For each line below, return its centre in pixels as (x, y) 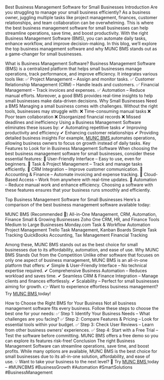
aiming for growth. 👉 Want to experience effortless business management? (82, 287)
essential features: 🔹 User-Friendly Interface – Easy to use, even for (73, 159)
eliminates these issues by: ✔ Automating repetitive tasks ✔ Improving (76, 127)
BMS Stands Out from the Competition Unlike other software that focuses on (82, 255)
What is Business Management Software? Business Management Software (80, 63)
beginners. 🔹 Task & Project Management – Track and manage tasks (74, 164)
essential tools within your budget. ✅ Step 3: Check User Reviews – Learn (80, 325)
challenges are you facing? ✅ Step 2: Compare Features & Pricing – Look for (82, 319)
